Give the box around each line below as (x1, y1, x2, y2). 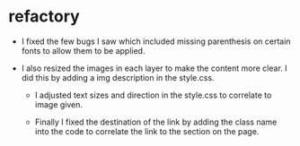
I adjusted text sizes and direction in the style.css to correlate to (34, 90, 272, 100)
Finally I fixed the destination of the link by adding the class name (34, 116, 278, 127)
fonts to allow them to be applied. (21, 45, 146, 56)
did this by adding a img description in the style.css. (21, 72, 215, 82)
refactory (8, 6, 80, 27)
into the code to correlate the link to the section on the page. (34, 125, 260, 136)
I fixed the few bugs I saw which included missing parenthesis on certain (21, 36, 291, 47)
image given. (34, 99, 83, 109)
